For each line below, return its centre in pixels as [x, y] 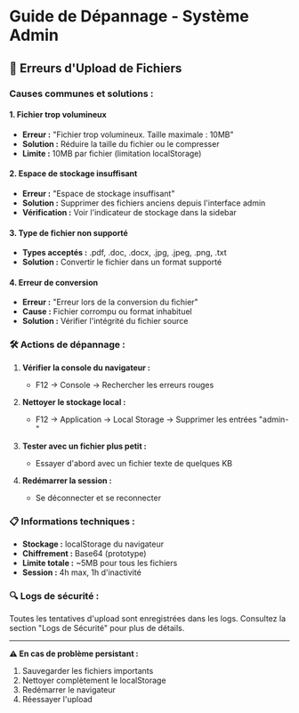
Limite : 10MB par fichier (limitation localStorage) [112, 153]
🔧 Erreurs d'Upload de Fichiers [96, 68]
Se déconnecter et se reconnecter [98, 498]
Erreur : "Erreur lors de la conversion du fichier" [110, 302]
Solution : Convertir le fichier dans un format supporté [122, 262]
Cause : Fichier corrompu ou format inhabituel [107, 312]
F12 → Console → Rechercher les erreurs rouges [125, 385]
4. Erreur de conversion [54, 282]
